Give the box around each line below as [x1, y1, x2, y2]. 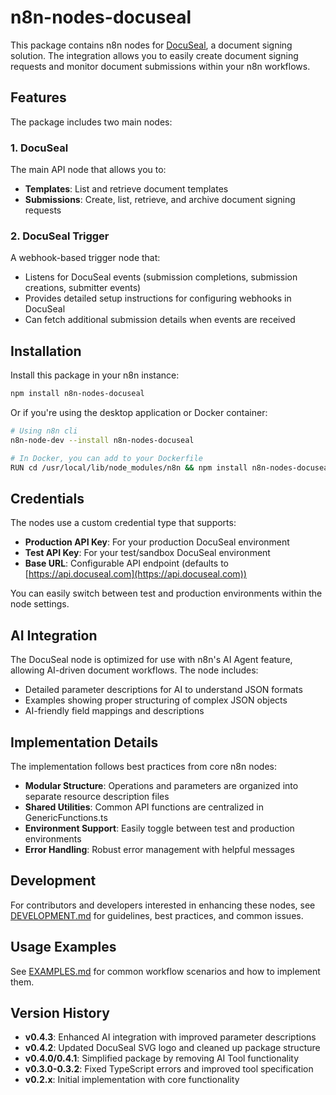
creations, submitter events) [24, 282, 142, 294]
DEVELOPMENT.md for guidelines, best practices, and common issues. [10, 909, 304, 921]
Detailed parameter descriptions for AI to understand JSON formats [24, 684, 303, 696]
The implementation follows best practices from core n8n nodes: [10, 760, 277, 772]
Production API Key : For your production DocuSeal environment [24, 536, 290, 548]
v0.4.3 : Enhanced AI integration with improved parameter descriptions [24, 1031, 317, 1043]
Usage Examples [10, 939, 117, 956]
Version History [10, 1004, 110, 1021]
